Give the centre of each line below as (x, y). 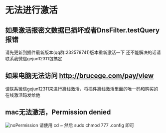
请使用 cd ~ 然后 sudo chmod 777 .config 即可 (87, 125)
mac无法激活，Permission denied (58, 112)
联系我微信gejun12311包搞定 (34, 59)
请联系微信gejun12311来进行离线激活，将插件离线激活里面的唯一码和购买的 (82, 89)
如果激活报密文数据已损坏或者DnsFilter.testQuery (83, 30)
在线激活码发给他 (23, 95)
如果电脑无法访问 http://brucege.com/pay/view (80, 76)
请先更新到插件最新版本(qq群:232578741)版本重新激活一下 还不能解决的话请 (83, 52)
